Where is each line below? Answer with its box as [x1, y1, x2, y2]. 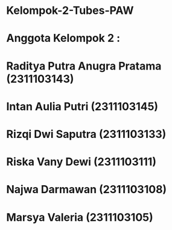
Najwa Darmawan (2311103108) [6, 183, 167, 197]
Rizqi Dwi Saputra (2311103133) [6, 127, 167, 141]
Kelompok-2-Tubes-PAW [6, 4, 134, 18]
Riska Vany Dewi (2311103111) [6, 155, 157, 169]
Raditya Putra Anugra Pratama [6, 59, 162, 73]
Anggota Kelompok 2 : [6, 31, 121, 45]
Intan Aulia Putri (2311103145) [6, 99, 159, 113]
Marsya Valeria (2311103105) [6, 210, 154, 224]
